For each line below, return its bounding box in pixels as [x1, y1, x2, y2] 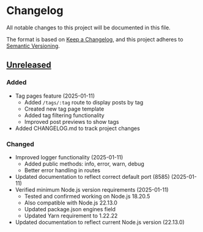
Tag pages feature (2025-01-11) [15, 92, 95, 100]
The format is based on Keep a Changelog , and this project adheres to [6, 35, 183, 43]
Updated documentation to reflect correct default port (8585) [15, 173, 170, 180]
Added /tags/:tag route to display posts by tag [24, 98, 144, 106]
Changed [6, 140, 35, 148]
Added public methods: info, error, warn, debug [24, 160, 145, 167]
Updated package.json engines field [24, 205, 116, 212]
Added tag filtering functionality [24, 111, 105, 119]
